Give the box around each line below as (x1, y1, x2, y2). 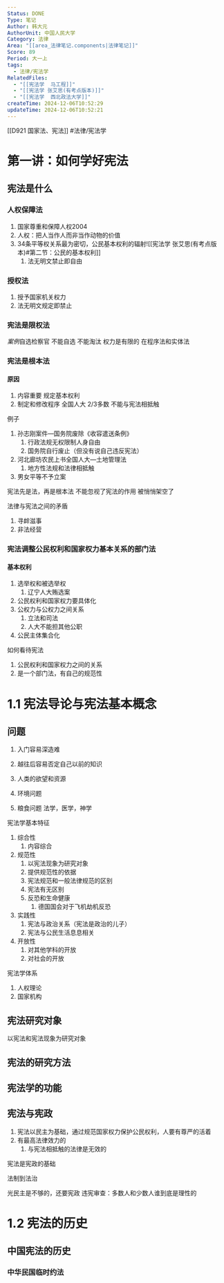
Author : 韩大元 (7, 23, 48, 30)
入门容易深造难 (17, 745, 60, 753)
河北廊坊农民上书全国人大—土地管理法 (17, 456, 127, 464)
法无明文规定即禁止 (17, 301, 73, 310)
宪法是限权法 (7, 320, 50, 330)
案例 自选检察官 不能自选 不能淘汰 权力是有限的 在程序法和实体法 (7, 337, 190, 346)
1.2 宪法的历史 (7, 1216, 88, 1231)
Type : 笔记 (7, 17, 37, 24)
